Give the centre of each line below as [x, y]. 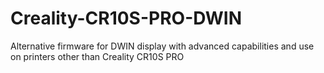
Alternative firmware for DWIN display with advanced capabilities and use [162, 46]
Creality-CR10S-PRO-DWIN [126, 18]
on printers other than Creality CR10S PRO [97, 56]
